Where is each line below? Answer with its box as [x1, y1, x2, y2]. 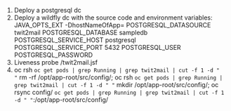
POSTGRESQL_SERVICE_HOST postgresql [13, 36, 136, 44]
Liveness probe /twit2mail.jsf [13, 58, 98, 66]
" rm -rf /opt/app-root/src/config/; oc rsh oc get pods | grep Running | [13, 73, 223, 81]
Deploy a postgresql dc [13, 6, 82, 14]
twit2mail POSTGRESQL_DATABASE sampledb [13, 28, 148, 37]
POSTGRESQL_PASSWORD [13, 51, 93, 59]
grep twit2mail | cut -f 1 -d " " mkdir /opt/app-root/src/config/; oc [13, 81, 219, 89]
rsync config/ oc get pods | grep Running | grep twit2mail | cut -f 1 [13, 88, 225, 96]
